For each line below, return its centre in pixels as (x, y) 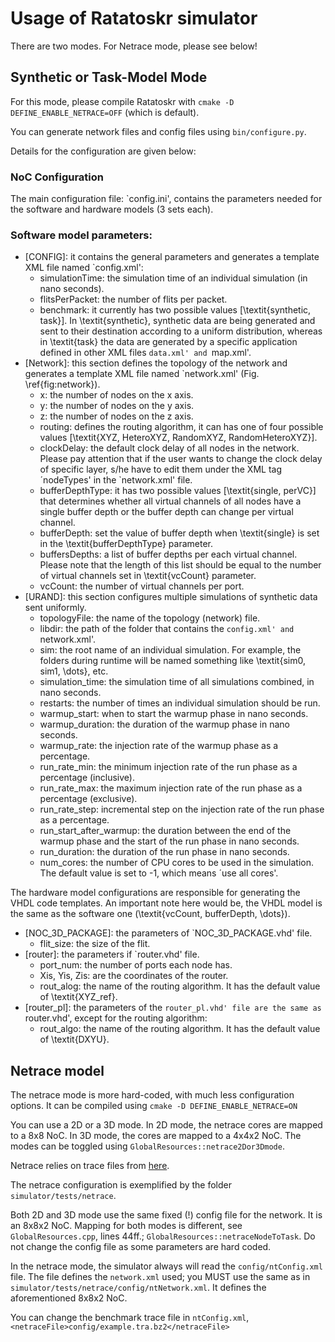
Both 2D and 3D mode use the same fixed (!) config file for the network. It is (166, 1215)
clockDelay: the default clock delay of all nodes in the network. (169, 448)
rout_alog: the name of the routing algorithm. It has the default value (180, 986)
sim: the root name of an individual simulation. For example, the (170, 650)
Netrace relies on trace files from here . (90, 1166)
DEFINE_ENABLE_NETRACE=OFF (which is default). (105, 112)
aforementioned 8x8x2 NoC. (69, 1298)
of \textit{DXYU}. (74, 1039)
